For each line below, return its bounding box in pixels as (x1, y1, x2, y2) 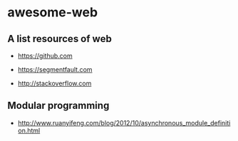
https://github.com (17, 51, 73, 60)
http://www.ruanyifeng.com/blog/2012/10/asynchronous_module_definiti (17, 118, 231, 127)
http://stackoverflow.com (17, 79, 92, 88)
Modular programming (7, 100, 110, 112)
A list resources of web (7, 33, 112, 45)
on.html (17, 126, 41, 135)
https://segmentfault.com (17, 66, 93, 73)
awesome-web (7, 4, 98, 21)
